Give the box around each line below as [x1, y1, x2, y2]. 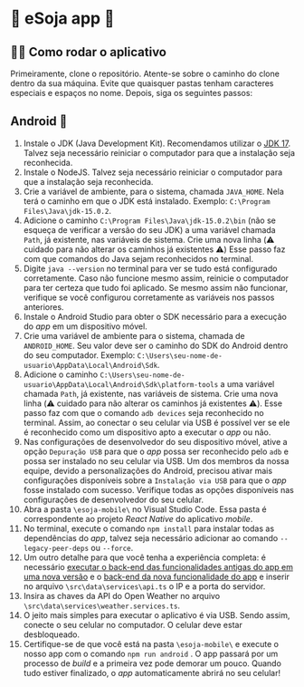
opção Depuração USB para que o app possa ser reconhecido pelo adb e [23, 446, 289, 457]
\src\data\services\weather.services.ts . [23, 600, 180, 611]
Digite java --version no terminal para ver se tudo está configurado [23, 263, 278, 274]
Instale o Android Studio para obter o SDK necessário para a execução [23, 311, 288, 322]
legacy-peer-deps [23, 544, 90, 553]
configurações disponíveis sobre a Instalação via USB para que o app [23, 475, 288, 486]
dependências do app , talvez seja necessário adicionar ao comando [23, 532, 279, 543]
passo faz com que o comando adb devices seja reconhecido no [23, 407, 265, 418]
